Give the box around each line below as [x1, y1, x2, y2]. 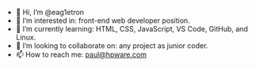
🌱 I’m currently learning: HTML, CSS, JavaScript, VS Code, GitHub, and [15, 24, 248, 33]
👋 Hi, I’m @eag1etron [15, 8, 85, 17]
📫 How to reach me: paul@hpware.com [15, 50, 147, 59]
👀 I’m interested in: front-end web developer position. [15, 16, 190, 25]
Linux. [15, 32, 36, 42]
